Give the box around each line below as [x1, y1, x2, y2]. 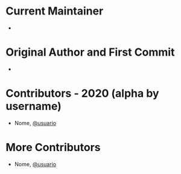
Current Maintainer [5, 4, 104, 18]
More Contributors [5, 141, 101, 154]
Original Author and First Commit [5, 45, 175, 59]
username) [5, 100, 62, 113]
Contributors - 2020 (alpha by [5, 86, 159, 100]
